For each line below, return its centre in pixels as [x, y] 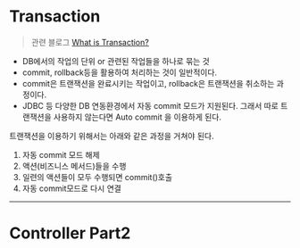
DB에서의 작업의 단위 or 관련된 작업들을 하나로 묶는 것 [116, 61]
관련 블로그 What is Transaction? [90, 42]
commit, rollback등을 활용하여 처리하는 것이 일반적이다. [119, 72]
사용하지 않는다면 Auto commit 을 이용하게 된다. [137, 117]
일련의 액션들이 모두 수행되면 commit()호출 [97, 177]
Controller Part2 [70, 233]
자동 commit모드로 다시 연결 [72, 188]
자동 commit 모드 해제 [61, 154]
